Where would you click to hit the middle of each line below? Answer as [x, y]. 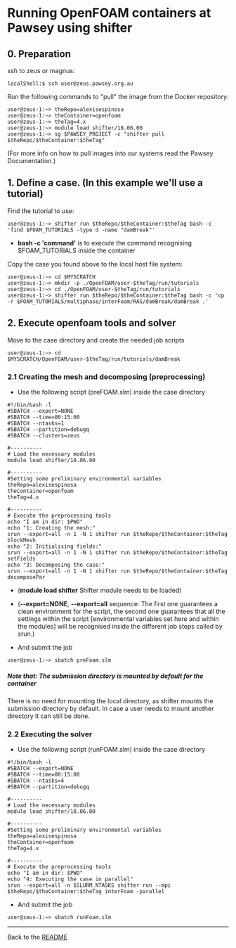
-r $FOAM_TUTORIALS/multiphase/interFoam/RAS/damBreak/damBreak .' [108, 301]
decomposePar [26, 577]
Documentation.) [32, 161]
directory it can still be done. [48, 716]
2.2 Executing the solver [50, 734]
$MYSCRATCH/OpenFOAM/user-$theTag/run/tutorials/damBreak [94, 359]
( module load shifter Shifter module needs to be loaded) [99, 590]
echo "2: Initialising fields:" [54, 546]
